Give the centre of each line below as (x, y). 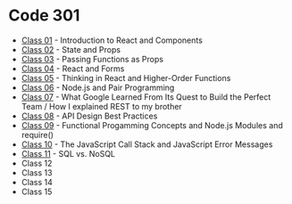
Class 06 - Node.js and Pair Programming (98, 87)
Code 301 (44, 16)
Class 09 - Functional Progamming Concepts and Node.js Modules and (152, 125)
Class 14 (37, 182)
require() (38, 135)
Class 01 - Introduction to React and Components (112, 40)
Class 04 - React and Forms (73, 69)
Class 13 (37, 172)
